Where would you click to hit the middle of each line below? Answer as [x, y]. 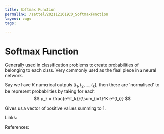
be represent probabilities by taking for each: [51, 91]
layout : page [18, 19]
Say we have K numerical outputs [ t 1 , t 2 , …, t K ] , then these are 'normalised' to [82, 85]
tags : [11, 23]
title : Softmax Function [30, 10]
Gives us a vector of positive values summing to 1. [56, 108]
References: [17, 127]
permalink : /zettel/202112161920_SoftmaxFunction [57, 14]
